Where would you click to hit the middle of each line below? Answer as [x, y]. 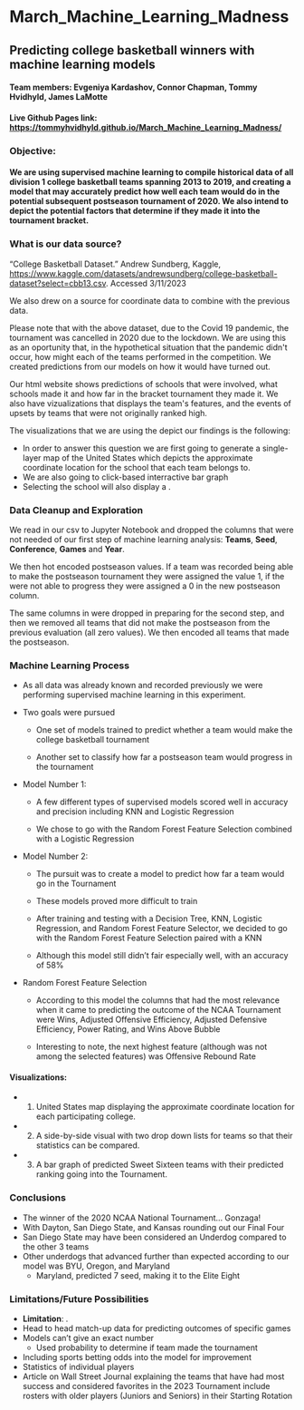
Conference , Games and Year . [67, 549]
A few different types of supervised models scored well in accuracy [162, 802]
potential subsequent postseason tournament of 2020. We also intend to [149, 201]
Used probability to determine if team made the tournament [147, 1347]
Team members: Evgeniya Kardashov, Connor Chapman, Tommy [133, 87]
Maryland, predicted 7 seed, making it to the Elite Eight [138, 1275]
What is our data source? [66, 244]
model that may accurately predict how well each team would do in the [145, 191]
